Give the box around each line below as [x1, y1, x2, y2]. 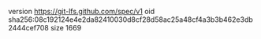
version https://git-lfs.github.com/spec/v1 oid [8, 7, 155, 16]
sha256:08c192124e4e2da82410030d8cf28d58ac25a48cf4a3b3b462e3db [8, 15, 254, 24]
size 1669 [50, 23, 82, 32]
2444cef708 [8, 23, 49, 32]
